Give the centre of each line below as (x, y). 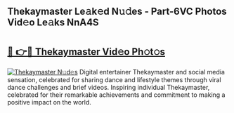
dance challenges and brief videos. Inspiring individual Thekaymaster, (109, 87)
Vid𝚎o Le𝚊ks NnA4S (53, 23)
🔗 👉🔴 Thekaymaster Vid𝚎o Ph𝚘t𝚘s (86, 52)
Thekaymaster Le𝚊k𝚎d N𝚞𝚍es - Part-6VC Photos (117, 12)
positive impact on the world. (49, 102)
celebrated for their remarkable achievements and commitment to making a (116, 95)
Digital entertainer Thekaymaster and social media (152, 72)
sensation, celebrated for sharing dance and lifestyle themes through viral (114, 80)
